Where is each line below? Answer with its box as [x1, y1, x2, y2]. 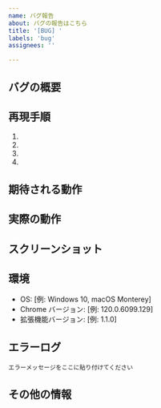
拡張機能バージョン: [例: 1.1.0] [19, 314, 118, 325]
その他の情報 [8, 387, 72, 401]
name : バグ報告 [8, 11, 54, 20]
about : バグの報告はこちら [8, 19, 88, 27]
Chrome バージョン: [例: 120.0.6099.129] [19, 305, 154, 314]
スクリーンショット [8, 242, 103, 256]
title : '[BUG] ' [8, 26, 62, 34]
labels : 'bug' [8, 34, 56, 42]
